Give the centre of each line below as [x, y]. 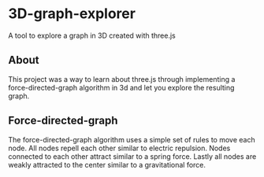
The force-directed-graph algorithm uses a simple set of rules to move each [132, 139]
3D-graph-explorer [72, 14]
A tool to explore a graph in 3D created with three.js [92, 35]
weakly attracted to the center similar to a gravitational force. [107, 164]
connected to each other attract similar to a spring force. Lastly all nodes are [132, 156]
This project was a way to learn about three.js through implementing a [122, 79]
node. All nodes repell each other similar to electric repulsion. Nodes [119, 148]
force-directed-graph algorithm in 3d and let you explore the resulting [121, 87]
